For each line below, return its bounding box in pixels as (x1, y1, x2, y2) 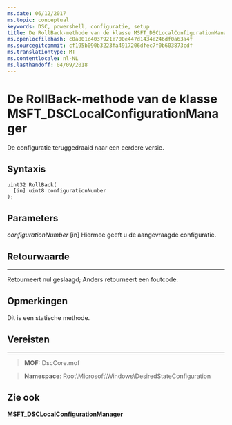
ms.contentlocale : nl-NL (7, 55, 79, 62)
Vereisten (7, 334, 50, 346)
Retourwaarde (7, 250, 70, 262)
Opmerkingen (7, 295, 68, 307)
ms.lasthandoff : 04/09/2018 (7, 61, 88, 68)
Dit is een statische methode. (7, 313, 90, 322)
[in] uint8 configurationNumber (13, 188, 107, 195)
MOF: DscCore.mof (23, 358, 80, 366)
